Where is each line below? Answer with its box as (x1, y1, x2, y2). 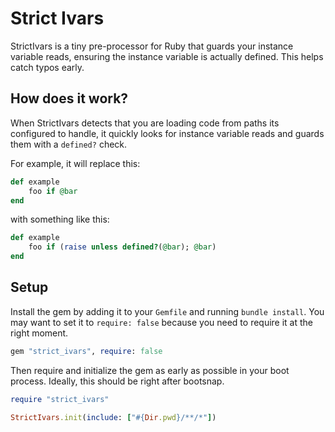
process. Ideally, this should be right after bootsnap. (10, 375, 225, 387)
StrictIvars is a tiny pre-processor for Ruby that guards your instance (10, 40, 294, 52)
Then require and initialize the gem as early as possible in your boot (10, 364, 290, 376)
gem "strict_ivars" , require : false (10, 346, 163, 356)
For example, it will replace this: (10, 157, 141, 169)
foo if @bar (28, 186, 78, 196)
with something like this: (10, 213, 110, 226)
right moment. (10, 327, 69, 339)
